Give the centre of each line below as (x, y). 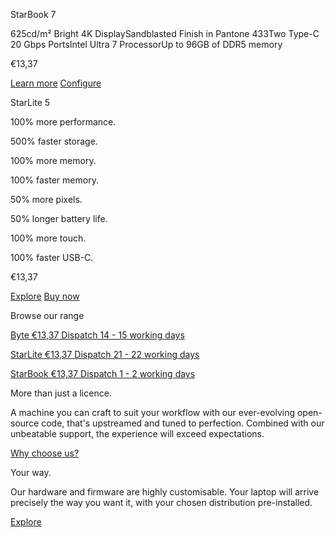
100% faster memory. (54, 180)
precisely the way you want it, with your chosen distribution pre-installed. (161, 502)
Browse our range (47, 315)
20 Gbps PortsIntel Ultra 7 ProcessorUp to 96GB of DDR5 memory (146, 44)
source (25, 423)
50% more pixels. (46, 199)
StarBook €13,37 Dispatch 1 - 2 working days (103, 373)
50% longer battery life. (59, 218)
